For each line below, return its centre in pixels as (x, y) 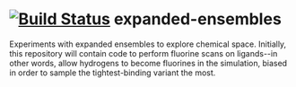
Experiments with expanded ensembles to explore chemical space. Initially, (148, 44)
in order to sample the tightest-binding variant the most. (113, 73)
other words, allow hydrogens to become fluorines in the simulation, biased (148, 63)
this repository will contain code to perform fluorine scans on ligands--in (144, 53)
